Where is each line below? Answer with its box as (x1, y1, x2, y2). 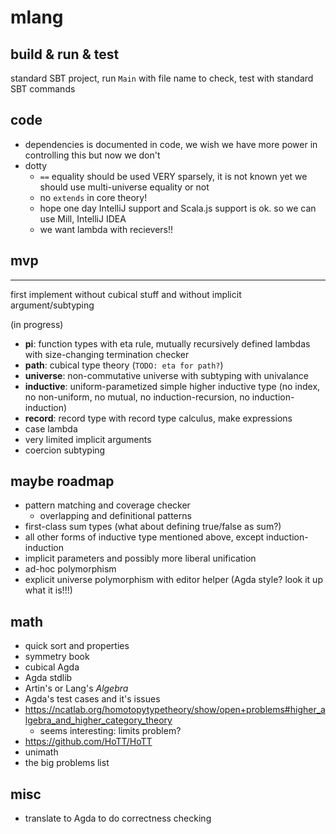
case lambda (24, 422, 78, 435)
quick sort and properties (24, 640, 130, 652)
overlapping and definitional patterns (39, 510, 192, 522)
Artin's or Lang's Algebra (24, 682, 129, 695)
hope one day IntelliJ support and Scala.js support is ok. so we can (39, 202, 317, 214)
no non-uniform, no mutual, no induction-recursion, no (24, 391, 250, 403)
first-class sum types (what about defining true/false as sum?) (24, 521, 282, 533)
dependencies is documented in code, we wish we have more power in (24, 138, 318, 150)
